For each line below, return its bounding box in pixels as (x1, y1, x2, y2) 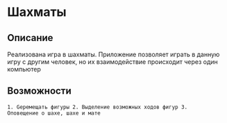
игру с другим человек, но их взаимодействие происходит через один (7, 58, 218, 66)
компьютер (7, 65, 42, 73)
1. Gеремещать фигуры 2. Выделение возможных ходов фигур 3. (7, 104, 188, 110)
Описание (7, 32, 53, 44)
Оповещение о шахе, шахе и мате (7, 109, 101, 117)
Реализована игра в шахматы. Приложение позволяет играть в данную (7, 50, 220, 58)
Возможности (7, 85, 72, 97)
